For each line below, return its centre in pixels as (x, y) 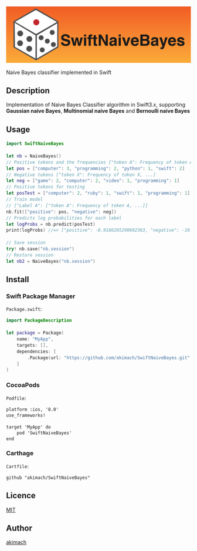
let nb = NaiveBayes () (34, 156)
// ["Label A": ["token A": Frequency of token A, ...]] (77, 205)
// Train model (25, 200)
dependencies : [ (37, 351)
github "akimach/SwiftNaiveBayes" (48, 478)
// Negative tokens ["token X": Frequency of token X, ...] (81, 175)
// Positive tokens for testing (45, 187)
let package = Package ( (35, 333)
